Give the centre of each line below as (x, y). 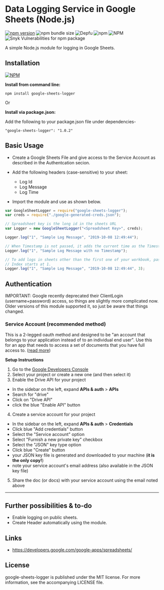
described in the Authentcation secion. (51, 162)
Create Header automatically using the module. (60, 523)
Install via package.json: (31, 112)
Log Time (29, 192)
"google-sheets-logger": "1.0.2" (39, 130)
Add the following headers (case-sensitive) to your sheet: (70, 172)
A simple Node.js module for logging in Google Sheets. (60, 48)
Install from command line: (33, 84)
